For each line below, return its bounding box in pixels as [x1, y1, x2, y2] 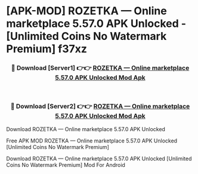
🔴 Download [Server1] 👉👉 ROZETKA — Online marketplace [11, 64, 190, 72]
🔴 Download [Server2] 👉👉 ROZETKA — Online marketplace [10, 102, 190, 111]
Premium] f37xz [6, 42, 88, 56]
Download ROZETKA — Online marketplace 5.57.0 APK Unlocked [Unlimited [6, 155, 192, 162]
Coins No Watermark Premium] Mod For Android [6, 161, 125, 168]
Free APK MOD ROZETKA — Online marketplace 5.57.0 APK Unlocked [6, 137, 178, 144]
